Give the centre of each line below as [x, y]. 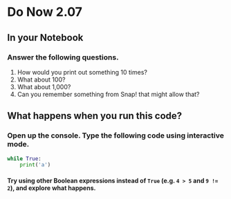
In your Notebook [45, 38]
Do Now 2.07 [45, 12]
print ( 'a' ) [35, 165]
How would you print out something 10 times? [82, 72]
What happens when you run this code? [95, 116]
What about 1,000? [44, 86]
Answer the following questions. [63, 57]
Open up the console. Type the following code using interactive [116, 135]
